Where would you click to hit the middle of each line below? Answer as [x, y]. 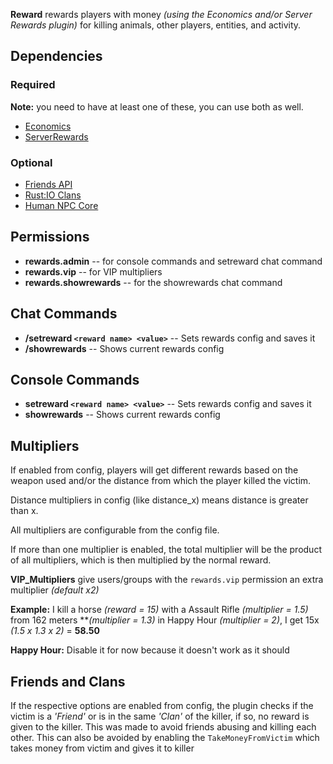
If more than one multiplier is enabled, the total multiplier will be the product [166, 550]
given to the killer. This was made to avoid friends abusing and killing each [163, 727]
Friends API [48, 184]
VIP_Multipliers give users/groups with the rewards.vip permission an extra [167, 580]
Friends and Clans [68, 681]
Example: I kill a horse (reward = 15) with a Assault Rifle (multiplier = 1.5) [159, 610]
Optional [31, 162]
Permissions [50, 237]
